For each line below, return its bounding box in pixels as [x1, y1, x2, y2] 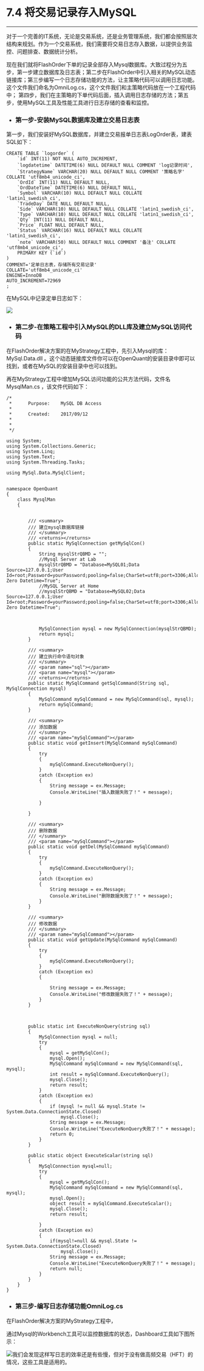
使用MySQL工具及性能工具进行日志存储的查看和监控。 [16, 99, 153, 106]
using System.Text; [6, 454, 56, 460]
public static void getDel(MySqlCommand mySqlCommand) [28, 843, 170, 850]
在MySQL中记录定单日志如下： [6, 295, 84, 302]
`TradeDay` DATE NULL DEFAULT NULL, [17, 201, 110, 207]
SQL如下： [6, 138, 33, 146]
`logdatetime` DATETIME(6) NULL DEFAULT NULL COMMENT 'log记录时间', [17, 162, 193, 168]
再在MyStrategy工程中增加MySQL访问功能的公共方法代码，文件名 [6, 375, 171, 382]
